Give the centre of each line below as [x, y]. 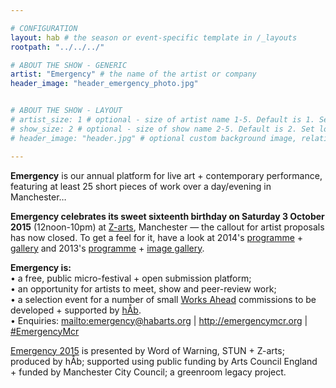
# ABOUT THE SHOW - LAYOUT [66, 111]
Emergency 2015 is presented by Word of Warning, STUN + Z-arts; [147, 350]
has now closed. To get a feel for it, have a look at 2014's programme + [157, 237]
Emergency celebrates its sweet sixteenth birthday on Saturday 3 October [167, 216]
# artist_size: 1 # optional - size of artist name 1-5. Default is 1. [162, 120]
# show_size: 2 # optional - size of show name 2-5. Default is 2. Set [162, 129]
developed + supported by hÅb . [76, 310]
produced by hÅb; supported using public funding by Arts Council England [164, 361]
